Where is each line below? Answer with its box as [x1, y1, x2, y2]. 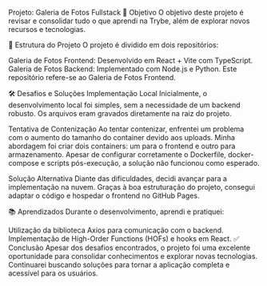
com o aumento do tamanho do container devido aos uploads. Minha [8, 133, 236, 142]
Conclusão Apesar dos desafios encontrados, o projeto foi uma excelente [8, 243, 250, 252]
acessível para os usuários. [8, 268, 98, 278]
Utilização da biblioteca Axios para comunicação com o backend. [8, 225, 224, 235]
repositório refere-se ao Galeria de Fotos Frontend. [8, 73, 176, 82]
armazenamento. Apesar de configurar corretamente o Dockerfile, [8, 150, 226, 159]
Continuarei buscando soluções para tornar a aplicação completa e [8, 260, 230, 269]
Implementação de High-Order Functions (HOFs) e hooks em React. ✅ [8, 234, 240, 244]
